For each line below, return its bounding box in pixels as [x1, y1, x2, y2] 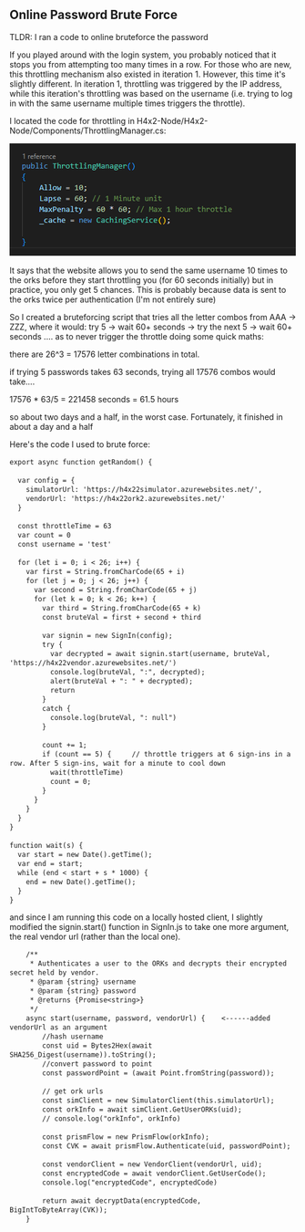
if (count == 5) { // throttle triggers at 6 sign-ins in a [42, 749, 291, 758]
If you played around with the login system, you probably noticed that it [9, 49, 277, 60]
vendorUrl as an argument [9, 1022, 107, 1032]
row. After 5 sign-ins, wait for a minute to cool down [9, 758, 226, 767]
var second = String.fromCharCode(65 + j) [33, 585, 198, 594]
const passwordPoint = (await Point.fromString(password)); [42, 1068, 275, 1078]
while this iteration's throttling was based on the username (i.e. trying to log [9, 88, 293, 99]
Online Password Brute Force [9, 7, 178, 23]
